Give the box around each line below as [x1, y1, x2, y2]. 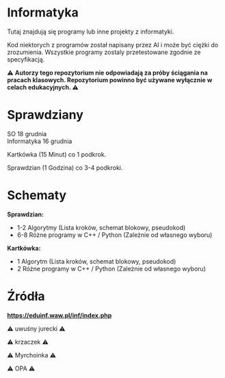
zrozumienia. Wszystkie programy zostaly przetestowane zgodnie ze [7, 48, 201, 56]
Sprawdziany [7, 108, 84, 123]
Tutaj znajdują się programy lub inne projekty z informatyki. [7, 27, 174, 36]
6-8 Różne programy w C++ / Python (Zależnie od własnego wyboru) [16, 231, 213, 239]
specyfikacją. [7, 55, 45, 63]
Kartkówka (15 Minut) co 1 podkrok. [7, 150, 107, 158]
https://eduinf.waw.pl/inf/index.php [7, 311, 112, 319]
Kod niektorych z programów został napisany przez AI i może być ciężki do [7, 40, 219, 49]
